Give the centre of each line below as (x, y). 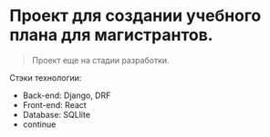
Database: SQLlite (57, 114)
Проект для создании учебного (135, 16)
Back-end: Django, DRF (67, 95)
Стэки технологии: (46, 77)
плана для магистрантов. (111, 35)
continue (39, 124)
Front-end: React (54, 104)
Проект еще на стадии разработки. (101, 60)
